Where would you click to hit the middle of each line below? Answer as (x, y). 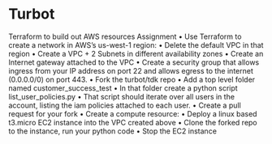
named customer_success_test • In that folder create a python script (123, 88)
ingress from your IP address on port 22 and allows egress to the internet (131, 70)
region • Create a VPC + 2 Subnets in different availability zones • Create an (136, 53)
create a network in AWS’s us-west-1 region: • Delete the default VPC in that (136, 44)
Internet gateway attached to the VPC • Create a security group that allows (134, 62)
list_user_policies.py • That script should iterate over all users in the (122, 96)
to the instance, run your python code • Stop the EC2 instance (113, 131)
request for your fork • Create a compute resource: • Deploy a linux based (133, 113)
